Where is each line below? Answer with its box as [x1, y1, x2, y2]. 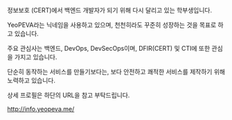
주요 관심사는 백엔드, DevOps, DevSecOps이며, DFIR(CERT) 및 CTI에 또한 [7, 44, 211, 52]
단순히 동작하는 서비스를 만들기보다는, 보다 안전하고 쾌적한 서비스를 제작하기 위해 [7, 68, 226, 76]
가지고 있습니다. [14, 53, 57, 61]
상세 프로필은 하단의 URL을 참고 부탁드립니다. [7, 91, 130, 99]
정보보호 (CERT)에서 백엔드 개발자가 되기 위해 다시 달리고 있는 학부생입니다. [7, 6, 213, 14]
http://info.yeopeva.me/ [7, 105, 75, 113]
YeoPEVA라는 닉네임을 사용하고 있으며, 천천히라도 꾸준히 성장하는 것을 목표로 [7, 21, 217, 29]
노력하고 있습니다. [7, 76, 56, 85]
